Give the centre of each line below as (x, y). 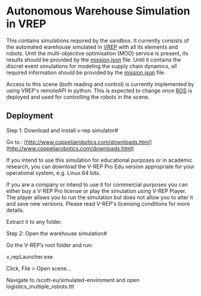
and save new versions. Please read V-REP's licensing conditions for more (98, 203)
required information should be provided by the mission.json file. (86, 72)
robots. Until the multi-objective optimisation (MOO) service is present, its (97, 53)
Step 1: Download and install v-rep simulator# (62, 130)
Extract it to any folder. (34, 221)
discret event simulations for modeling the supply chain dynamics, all (91, 66)
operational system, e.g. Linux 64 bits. (53, 173)
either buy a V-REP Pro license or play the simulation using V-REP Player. (96, 191)
